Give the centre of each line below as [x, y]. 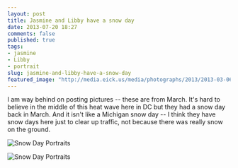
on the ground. [29, 130]
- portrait [23, 66]
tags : [15, 47]
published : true [31, 40]
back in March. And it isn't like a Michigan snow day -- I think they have [112, 114]
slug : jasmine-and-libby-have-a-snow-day [69, 73]
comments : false [31, 34]
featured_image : [31, 79]
